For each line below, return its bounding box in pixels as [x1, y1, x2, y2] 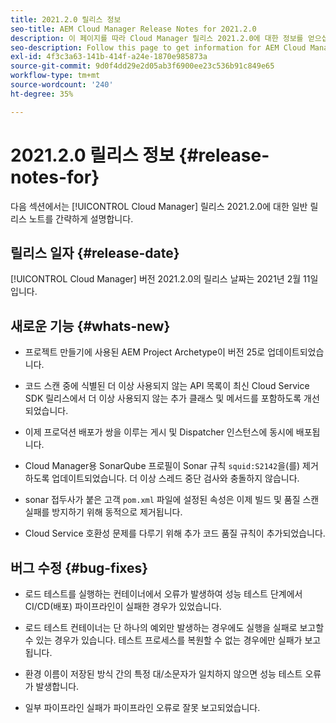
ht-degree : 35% [10, 89, 74, 99]
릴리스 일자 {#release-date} [10, 244, 180, 261]
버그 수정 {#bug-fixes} [10, 559, 149, 576]
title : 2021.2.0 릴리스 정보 [10, 14, 122, 25]
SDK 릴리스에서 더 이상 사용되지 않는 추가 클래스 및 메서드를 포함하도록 [24, 392, 302, 405]
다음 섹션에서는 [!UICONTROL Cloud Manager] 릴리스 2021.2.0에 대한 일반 [10, 200, 308, 212]
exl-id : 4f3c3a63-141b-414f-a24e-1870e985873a [10, 52, 208, 62]
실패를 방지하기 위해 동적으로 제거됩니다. [24, 506, 183, 518]
